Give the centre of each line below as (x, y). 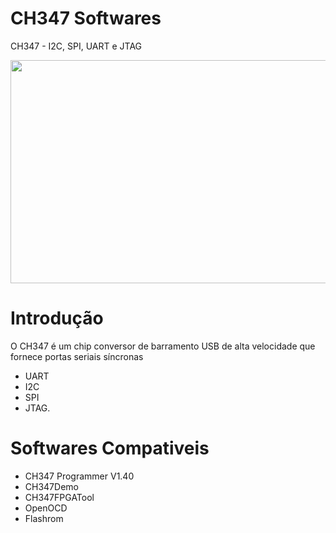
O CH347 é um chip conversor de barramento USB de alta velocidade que (163, 346)
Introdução (57, 318)
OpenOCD (46, 508)
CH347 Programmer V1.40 (79, 476)
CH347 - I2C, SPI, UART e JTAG (76, 46)
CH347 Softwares (86, 18)
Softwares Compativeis (110, 448)
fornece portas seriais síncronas (77, 356)
